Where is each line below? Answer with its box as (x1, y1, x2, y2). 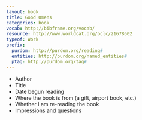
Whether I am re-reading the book (14, 100, 99, 107)
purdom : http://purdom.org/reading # (11, 48, 103, 54)
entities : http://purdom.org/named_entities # (11, 53, 128, 59)
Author (14, 75, 32, 82)
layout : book (6, 8, 39, 15)
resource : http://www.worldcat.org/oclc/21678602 (6, 31, 133, 37)
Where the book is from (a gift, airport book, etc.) (14, 94, 137, 101)
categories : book (6, 20, 50, 26)
